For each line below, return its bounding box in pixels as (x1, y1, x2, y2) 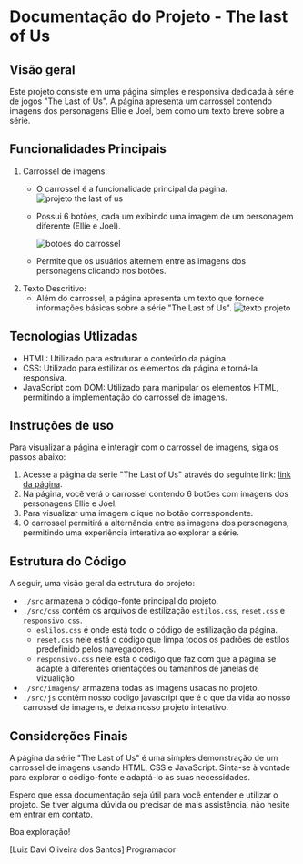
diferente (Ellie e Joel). (35, 220, 121, 231)
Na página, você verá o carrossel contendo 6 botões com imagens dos (22, 489, 289, 500)
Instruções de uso (9, 418, 114, 433)
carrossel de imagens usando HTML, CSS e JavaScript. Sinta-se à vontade (9, 762, 291, 773)
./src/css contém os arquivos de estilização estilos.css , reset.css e (22, 605, 285, 616)
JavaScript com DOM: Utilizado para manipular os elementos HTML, (22, 381, 279, 392)
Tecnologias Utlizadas (9, 329, 138, 344)
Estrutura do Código (9, 554, 126, 569)
